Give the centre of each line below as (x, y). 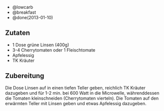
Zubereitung (25, 76)
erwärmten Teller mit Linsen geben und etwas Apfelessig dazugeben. (76, 103)
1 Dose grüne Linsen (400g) (41, 45)
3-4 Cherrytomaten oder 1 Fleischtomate (54, 50)
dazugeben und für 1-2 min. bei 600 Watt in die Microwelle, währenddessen (82, 93)
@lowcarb (23, 7)
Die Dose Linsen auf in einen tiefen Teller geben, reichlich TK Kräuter (75, 87)
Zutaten (18, 33)
